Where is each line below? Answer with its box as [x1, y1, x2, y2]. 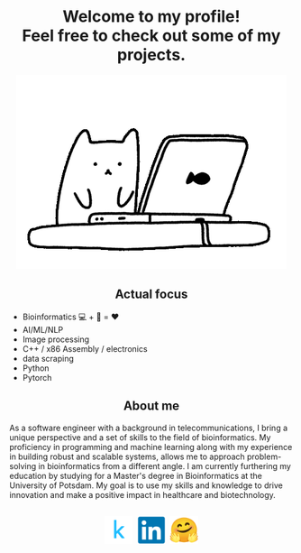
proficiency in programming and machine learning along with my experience [9, 441, 293, 452]
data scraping [22, 353, 75, 364]
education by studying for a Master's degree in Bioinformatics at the [9, 470, 263, 481]
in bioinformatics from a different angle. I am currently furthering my [38, 460, 291, 471]
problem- [246, 451, 282, 462]
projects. [116, 45, 187, 65]
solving [9, 460, 37, 471]
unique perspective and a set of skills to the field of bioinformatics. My [9, 431, 271, 443]
